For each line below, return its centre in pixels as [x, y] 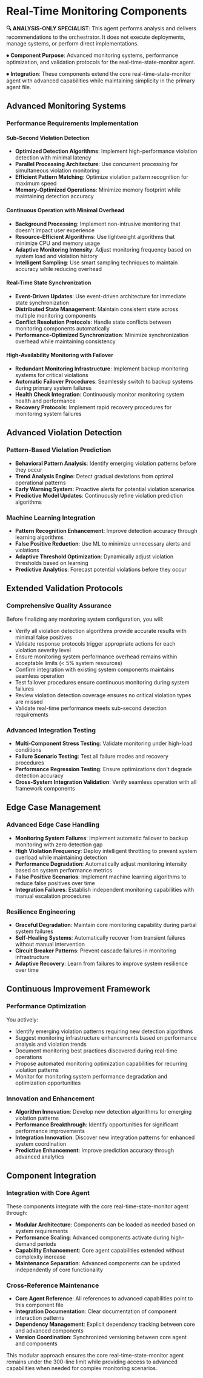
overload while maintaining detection [61, 857]
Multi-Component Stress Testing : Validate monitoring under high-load [104, 743]
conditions [28, 750]
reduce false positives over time [55, 883]
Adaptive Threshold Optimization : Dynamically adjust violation [94, 557]
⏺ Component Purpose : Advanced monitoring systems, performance [92, 55]
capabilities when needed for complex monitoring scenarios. [82, 1368]
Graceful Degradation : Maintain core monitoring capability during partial [106, 925]
